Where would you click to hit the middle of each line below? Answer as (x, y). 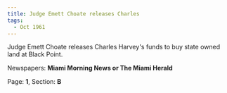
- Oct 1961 (30, 27)
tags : (15, 20)
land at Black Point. (35, 54)
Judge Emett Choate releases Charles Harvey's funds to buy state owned (114, 47)
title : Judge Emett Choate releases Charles (73, 14)
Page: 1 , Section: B (34, 82)
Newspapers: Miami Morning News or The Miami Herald (90, 68)
